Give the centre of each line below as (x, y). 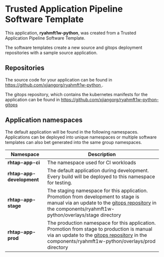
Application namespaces (44, 120)
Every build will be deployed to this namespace (101, 177)
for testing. (60, 182)
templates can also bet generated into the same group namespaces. (74, 142)
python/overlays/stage (73, 215)
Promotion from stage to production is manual (100, 229)
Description (102, 154)
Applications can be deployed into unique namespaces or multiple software (81, 137)
